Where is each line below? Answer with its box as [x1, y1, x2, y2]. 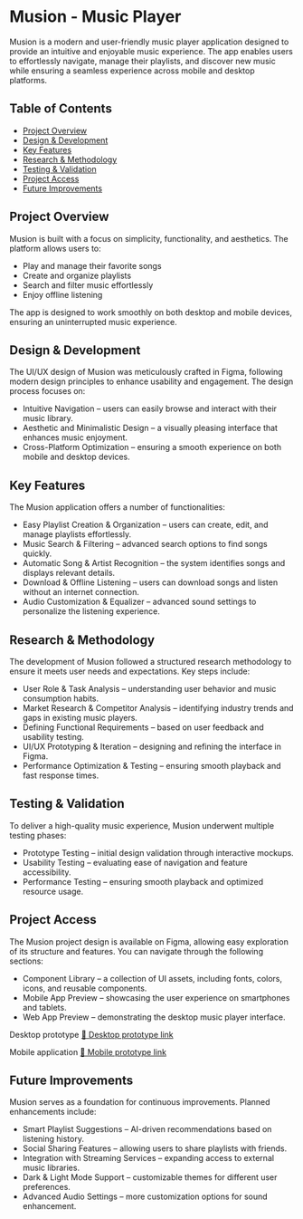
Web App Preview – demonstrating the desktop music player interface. [22, 1012, 286, 1022]
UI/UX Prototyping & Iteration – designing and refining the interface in [22, 741, 282, 752]
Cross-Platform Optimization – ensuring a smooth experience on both [22, 442, 282, 453]
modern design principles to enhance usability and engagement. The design [9, 376, 294, 387]
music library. [22, 413, 74, 424]
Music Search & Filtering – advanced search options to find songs [22, 539, 269, 550]
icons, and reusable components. [22, 983, 147, 993]
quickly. [22, 548, 52, 559]
